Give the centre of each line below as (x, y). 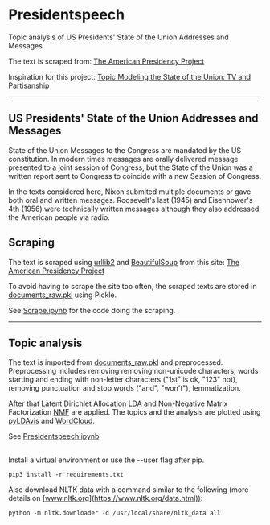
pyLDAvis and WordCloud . (51, 421)
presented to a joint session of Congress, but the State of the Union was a (131, 167)
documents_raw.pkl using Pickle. (63, 295)
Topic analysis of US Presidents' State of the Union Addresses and (119, 37)
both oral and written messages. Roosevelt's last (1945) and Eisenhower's (131, 200)
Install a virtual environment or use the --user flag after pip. (106, 460)
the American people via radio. (59, 217)
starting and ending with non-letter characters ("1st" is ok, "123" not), (123, 379)
